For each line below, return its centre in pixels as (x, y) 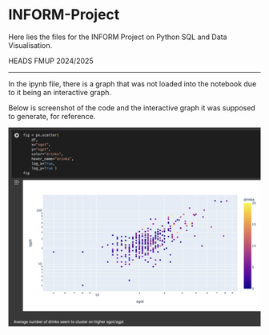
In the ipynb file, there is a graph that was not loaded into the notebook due (132, 84)
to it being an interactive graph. (60, 92)
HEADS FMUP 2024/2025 (51, 61)
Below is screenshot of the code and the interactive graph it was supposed (132, 108)
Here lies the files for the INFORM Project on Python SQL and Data (118, 37)
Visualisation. (30, 45)
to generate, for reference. (52, 116)
